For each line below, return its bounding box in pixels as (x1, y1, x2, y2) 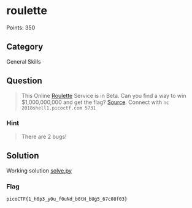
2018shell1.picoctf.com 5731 (21, 105, 96, 111)
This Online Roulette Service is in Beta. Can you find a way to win (21, 92, 186, 99)
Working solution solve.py (6, 166, 72, 174)
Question (6, 76, 42, 86)
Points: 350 (6, 24, 36, 31)
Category (6, 42, 44, 52)
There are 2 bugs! (21, 133, 67, 140)
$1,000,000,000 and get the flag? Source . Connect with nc (21, 98, 169, 106)
